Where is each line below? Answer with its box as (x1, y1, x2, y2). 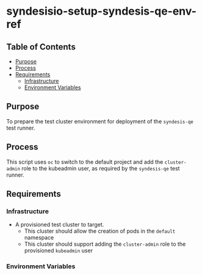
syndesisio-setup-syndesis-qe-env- (6, 4, 197, 18)
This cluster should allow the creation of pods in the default (24, 227, 176, 235)
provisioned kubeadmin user (24, 247, 93, 254)
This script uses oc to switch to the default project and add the (6, 158, 164, 166)
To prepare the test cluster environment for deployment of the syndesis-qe (6, 117, 193, 125)
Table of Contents (6, 42, 76, 52)
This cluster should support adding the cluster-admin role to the (24, 240, 186, 248)
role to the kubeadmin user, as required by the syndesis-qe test (21, 164, 180, 172)
